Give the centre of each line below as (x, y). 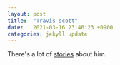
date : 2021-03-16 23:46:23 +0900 (60, 27)
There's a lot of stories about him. (57, 54)
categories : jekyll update (47, 34)
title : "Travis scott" (43, 21)
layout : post (27, 14)
